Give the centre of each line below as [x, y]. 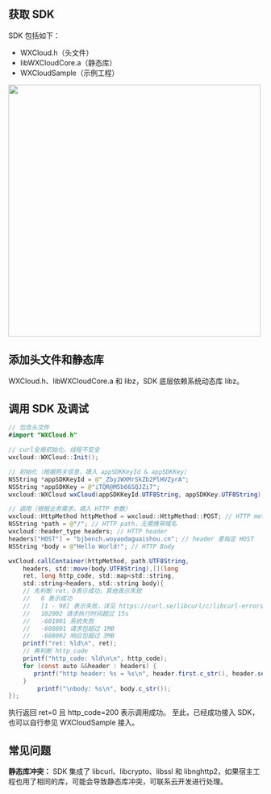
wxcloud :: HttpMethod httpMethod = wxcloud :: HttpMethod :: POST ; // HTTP [129, 516]
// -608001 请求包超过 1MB [69, 629]
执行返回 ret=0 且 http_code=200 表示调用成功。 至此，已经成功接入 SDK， [134, 713]
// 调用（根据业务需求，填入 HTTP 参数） [70, 509]
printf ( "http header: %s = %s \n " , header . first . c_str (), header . [146, 673]
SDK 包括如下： [34, 36]
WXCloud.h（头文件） [56, 52]
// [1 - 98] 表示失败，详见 [69, 606]
